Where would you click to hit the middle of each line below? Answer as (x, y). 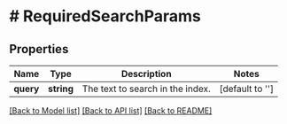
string (60, 89)
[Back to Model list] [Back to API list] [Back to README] (111, 111)
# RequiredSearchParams (105, 16)
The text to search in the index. (146, 89)
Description (146, 74)
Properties (39, 49)
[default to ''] (247, 89)
